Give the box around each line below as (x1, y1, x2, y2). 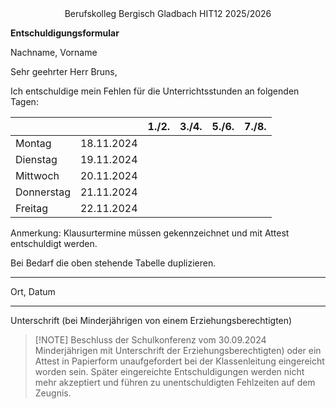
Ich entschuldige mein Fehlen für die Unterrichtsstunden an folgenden (10, 85, 300, 97)
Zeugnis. (34, 387, 72, 399)
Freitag (15, 202, 49, 215)
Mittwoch (15, 169, 60, 182)
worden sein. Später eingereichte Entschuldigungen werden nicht (34, 366, 305, 377)
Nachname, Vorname (10, 47, 98, 58)
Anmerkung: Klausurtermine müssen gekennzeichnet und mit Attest (10, 227, 290, 239)
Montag (15, 137, 52, 150)
